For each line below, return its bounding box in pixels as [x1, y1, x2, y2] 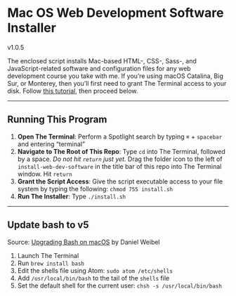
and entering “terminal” [17, 139, 86, 148]
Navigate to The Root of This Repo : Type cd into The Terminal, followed [17, 147, 226, 155]
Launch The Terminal [17, 251, 79, 259]
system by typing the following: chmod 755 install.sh [17, 184, 173, 193]
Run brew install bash [17, 259, 84, 267]
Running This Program [7, 114, 107, 126]
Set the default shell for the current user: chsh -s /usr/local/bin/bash [17, 281, 223, 290]
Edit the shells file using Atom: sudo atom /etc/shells [17, 266, 173, 275]
